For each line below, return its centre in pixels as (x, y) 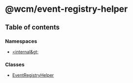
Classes (15, 64)
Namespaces (21, 41)
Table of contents (32, 27)
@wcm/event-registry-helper (66, 9)
